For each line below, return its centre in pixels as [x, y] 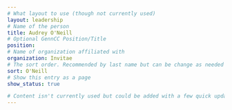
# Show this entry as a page [49, 77]
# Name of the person [38, 26]
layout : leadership [35, 20]
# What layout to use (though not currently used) [81, 13]
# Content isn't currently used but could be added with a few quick [109, 96]
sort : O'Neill [28, 71]
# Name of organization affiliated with [66, 52]
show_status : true [33, 84]
